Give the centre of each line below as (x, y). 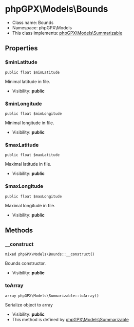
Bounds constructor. (26, 263)
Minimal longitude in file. (30, 123)
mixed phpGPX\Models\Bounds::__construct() (50, 254)
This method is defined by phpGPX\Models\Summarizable (70, 319)
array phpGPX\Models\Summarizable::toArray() (52, 296)
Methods (19, 230)
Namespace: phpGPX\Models (42, 27)
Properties (21, 48)
